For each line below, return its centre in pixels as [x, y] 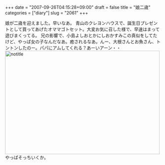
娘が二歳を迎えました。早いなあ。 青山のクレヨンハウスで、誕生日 [73, 23]
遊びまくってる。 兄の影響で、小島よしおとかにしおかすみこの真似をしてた [81, 35]
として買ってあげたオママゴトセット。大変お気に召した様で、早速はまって [84, 29]
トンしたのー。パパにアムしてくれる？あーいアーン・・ [65, 48]
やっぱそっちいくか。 [27, 157]
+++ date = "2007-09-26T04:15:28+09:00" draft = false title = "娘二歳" [78, 7]
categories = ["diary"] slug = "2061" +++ [47, 13]
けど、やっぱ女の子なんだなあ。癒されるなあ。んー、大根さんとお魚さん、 [81, 42]
